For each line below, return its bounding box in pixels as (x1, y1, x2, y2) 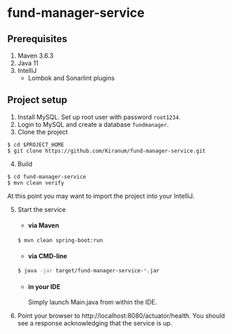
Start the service (17, 205, 66, 213)
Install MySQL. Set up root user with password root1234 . (17, 112, 181, 121)
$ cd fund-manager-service (7, 173, 86, 180)
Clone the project (17, 128, 68, 136)
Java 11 (17, 59, 39, 67)
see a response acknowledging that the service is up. (17, 319, 173, 328)
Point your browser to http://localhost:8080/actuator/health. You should (17, 312, 225, 320)
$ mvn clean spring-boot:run (17, 237, 103, 244)
